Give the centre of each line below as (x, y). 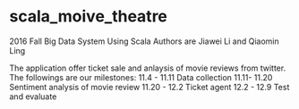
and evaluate (33, 96)
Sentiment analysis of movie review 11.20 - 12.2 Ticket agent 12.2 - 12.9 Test (149, 87)
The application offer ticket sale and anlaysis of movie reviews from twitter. (148, 68)
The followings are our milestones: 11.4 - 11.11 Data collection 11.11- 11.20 (141, 77)
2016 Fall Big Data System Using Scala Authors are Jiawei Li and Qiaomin (144, 41)
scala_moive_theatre (89, 17)
